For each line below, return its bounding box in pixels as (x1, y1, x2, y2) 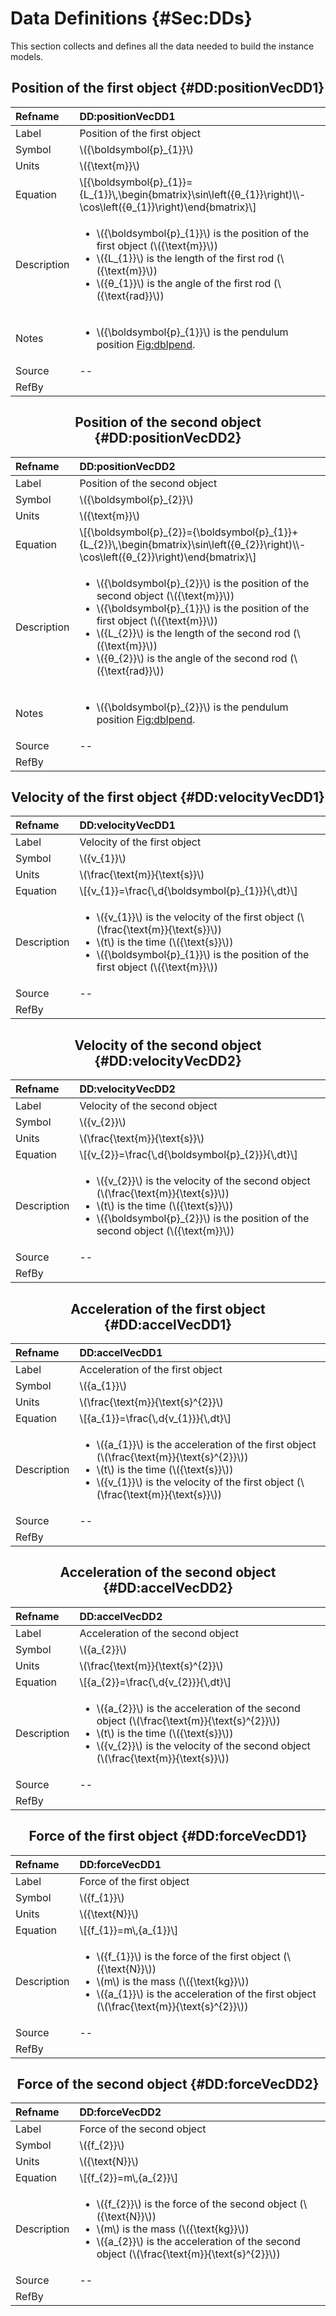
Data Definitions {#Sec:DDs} (10, 7, 253, 30)
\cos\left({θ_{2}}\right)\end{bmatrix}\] (79, 550, 257, 564)
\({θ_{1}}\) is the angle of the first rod (96, 276, 272, 290)
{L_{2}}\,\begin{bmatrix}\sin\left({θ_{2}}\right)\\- (79, 537, 307, 551)
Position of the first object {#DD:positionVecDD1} (11, 80, 325, 97)
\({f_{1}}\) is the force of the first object (96, 1949, 281, 1963)
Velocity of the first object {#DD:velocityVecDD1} (11, 788, 325, 806)
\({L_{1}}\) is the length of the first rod (96, 251, 275, 265)
